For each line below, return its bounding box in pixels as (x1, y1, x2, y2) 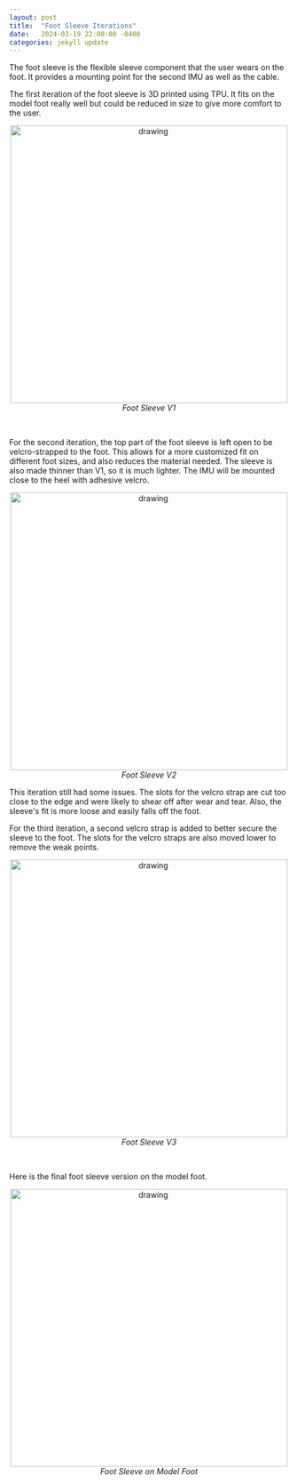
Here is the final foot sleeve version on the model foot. (9, 1171, 207, 1182)
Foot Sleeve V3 (121, 1137, 177, 1147)
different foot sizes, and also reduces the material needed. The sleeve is (9, 456, 273, 467)
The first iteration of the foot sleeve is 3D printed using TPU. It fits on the (9, 89, 275, 100)
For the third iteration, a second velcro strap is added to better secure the (9, 823, 277, 834)
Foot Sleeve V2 (121, 770, 177, 780)
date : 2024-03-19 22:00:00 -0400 (9, 29, 141, 38)
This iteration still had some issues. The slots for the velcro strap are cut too (9, 787, 286, 798)
